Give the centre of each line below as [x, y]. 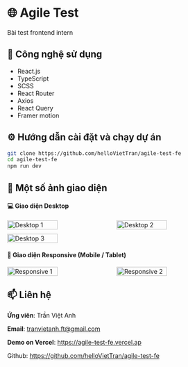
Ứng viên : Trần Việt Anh [42, 315]
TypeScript [33, 79]
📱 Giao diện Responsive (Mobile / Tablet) [67, 255]
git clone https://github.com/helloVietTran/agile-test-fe [94, 153]
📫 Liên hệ [29, 295]
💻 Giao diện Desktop [38, 206]
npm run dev [24, 166]
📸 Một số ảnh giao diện [57, 188]
